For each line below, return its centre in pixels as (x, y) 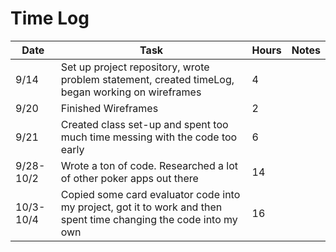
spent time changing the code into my (149, 219)
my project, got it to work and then (141, 207)
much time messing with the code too (149, 137)
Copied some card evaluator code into (150, 194)
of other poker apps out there (129, 178)
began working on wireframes (131, 92)
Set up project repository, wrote (135, 67)
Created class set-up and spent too (144, 124)
